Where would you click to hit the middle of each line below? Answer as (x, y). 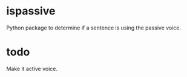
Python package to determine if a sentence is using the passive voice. (94, 28)
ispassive (31, 11)
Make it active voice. (32, 69)
